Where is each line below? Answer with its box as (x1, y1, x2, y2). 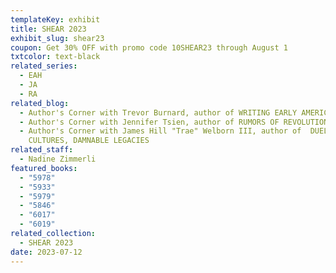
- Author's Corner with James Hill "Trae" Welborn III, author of (19, 126, 302, 136)
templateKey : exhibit (10, 14, 101, 25)
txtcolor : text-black (10, 52, 101, 62)
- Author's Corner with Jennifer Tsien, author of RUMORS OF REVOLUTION (19, 117, 329, 127)
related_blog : (10, 98, 70, 108)
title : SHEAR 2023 (10, 24, 87, 34)
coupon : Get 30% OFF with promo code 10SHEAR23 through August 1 (10, 42, 288, 53)
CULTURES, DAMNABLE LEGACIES (28, 136, 150, 146)
